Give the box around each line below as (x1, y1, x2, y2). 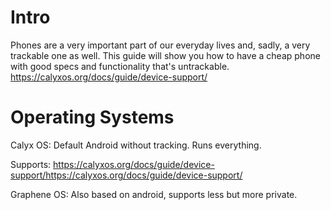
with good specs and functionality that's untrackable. (10, 60, 230, 72)
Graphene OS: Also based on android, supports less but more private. (10, 188, 298, 200)
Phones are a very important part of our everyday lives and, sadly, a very (10, 39, 311, 51)
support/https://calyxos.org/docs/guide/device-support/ (10, 169, 243, 181)
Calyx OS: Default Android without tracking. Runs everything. (10, 139, 262, 151)
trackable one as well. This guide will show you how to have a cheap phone (10, 49, 321, 61)
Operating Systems (10, 106, 175, 129)
